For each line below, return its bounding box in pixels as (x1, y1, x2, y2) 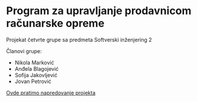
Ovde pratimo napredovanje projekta (6, 89, 96, 96)
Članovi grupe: (6, 47, 42, 54)
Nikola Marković (14, 59, 54, 66)
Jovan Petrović (14, 78, 51, 85)
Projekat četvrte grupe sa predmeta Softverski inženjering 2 (6, 36, 152, 43)
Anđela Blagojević (14, 65, 59, 72)
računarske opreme (6, 17, 105, 30)
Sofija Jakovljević (14, 71, 58, 78)
